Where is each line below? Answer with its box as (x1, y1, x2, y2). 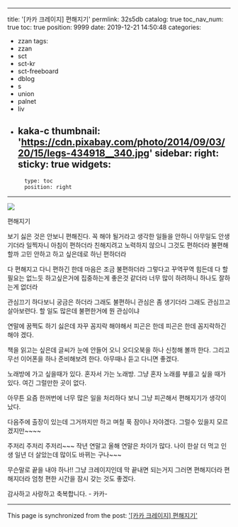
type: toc (24, 177, 53, 185)
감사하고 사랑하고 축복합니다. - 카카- (7, 489, 108, 498)
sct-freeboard (17, 67, 59, 75)
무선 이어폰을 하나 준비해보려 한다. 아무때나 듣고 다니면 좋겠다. (7, 354, 179, 363)
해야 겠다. (7, 330, 34, 339)
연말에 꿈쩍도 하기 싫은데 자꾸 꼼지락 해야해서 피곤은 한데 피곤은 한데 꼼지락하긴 (7, 321, 227, 330)
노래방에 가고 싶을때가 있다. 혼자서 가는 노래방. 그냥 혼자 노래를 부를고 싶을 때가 (7, 369, 227, 378)
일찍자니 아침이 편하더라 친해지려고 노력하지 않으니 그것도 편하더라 (25, 241, 210, 249)
